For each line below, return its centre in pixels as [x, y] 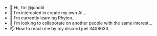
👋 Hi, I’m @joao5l [27, 8]
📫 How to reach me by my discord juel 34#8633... [61, 28]
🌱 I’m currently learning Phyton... [43, 18]
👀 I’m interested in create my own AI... [48, 13]
